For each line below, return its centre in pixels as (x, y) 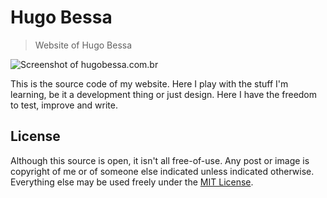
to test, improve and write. (64, 105)
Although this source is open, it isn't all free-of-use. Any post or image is (160, 160)
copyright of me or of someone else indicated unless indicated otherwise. (162, 171)
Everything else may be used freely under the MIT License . (132, 182)
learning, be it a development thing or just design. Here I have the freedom (164, 94)
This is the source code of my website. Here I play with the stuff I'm (149, 83)
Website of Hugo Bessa (83, 45)
